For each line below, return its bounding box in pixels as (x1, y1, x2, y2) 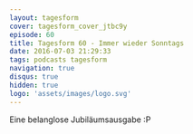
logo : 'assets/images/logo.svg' (9, 89, 131, 98)
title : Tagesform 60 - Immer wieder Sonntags (9, 38, 184, 48)
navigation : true (9, 64, 75, 73)
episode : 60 (9, 30, 54, 39)
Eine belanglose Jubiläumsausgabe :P (9, 114, 151, 125)
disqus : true (9, 72, 59, 81)
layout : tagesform (9, 13, 79, 23)
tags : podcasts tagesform (9, 55, 107, 64)
